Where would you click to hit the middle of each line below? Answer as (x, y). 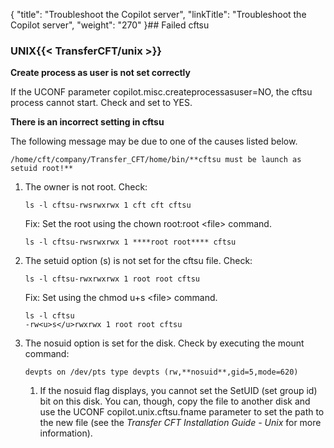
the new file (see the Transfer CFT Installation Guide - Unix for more (180, 423)
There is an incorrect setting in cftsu (87, 122)
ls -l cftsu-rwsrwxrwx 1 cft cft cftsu (108, 205)
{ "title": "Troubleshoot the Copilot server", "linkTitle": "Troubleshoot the (158, 14)
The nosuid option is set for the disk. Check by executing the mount (164, 343)
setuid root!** (42, 169)
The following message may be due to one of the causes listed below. (154, 141)
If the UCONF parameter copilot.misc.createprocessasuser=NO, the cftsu (161, 92)
